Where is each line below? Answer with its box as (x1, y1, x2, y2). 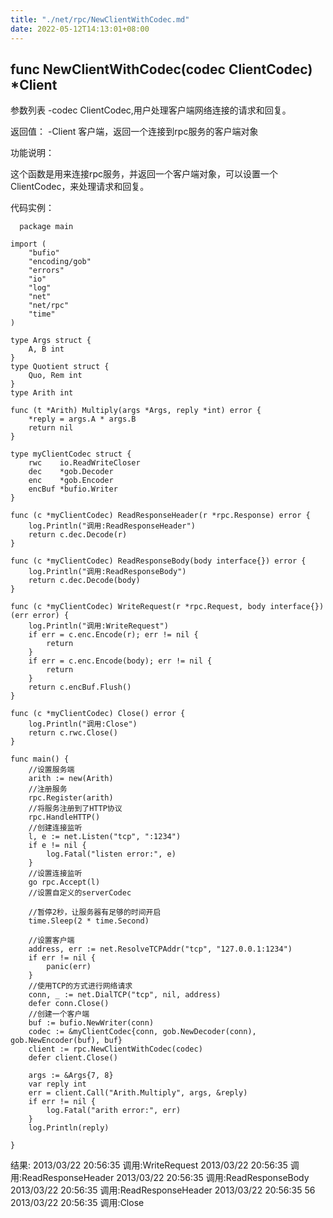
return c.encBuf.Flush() (28, 682, 132, 693)
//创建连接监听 (28, 823, 83, 833)
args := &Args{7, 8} (28, 1071, 114, 1081)
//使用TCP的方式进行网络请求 (28, 981, 133, 991)
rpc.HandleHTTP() (28, 812, 101, 823)
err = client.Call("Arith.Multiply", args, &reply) (28, 1088, 248, 1098)
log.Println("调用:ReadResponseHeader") (28, 521, 196, 531)
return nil (28, 423, 74, 433)
